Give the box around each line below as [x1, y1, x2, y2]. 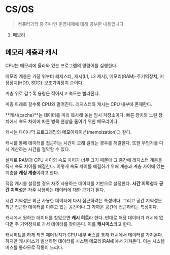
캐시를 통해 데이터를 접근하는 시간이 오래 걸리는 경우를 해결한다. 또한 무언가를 [5, 139, 158, 145]
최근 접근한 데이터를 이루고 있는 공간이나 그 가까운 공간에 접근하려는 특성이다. [5, 204, 158, 210]
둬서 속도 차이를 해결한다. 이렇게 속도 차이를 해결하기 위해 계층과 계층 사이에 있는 [5, 163, 165, 169]
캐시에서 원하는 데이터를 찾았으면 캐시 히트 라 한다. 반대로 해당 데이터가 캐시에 [5, 214, 158, 221]
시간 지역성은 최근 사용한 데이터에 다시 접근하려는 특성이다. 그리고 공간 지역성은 [5, 197, 162, 203]
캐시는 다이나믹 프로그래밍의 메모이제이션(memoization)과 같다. [5, 129, 132, 135]
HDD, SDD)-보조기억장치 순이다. [19, 80, 84, 86]
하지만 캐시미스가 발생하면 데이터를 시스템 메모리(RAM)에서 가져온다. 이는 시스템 [5, 238, 165, 244]
